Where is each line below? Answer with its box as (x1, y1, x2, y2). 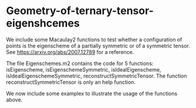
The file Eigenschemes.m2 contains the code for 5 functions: (6, 60, 154, 67)
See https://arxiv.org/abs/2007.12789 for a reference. (6, 48, 134, 55)
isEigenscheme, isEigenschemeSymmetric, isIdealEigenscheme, (6, 66, 161, 73)
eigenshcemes (6, 16, 80, 30)
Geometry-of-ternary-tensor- (6, 4, 154, 18)
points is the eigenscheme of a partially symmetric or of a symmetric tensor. (6, 42, 191, 49)
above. (6, 96, 23, 103)
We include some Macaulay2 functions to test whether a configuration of (6, 36, 183, 43)
